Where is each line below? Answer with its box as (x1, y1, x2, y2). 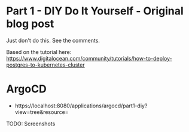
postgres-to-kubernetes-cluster (6, 61, 85, 68)
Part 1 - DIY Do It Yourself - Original (6, 4, 184, 18)
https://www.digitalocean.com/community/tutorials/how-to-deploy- (6, 55, 172, 62)
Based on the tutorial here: (6, 48, 72, 55)
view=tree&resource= (14, 108, 69, 115)
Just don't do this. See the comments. (6, 37, 100, 44)
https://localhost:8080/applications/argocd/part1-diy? (14, 102, 148, 109)
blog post (6, 17, 54, 31)
